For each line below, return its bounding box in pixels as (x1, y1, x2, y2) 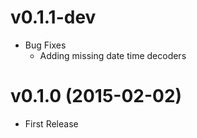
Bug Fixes (24, 39, 67, 51)
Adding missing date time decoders (39, 49, 187, 61)
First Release (24, 117, 79, 130)
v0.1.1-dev (10, 6, 97, 29)
